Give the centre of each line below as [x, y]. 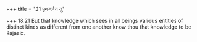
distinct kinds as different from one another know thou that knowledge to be [99, 27]
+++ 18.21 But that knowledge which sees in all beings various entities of [95, 21]
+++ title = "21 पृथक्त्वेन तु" [35, 9]
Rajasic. [16, 33]
